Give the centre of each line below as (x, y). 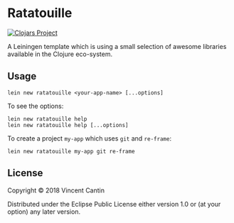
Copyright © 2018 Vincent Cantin (56, 190)
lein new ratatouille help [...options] (68, 125)
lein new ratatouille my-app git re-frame (71, 151)
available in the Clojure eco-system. (60, 54)
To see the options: (36, 106)
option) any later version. (44, 212)
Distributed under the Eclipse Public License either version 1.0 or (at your (114, 204)
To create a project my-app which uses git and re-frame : (90, 138)
